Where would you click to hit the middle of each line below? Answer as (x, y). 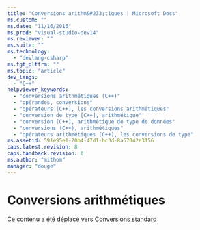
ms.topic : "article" (37, 71)
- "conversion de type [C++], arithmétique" (77, 115)
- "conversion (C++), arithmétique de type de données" (94, 122)
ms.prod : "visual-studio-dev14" (53, 33)
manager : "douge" (32, 166)
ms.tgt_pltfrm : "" (33, 64)
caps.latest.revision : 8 (42, 147)
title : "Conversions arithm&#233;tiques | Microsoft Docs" (93, 13)
